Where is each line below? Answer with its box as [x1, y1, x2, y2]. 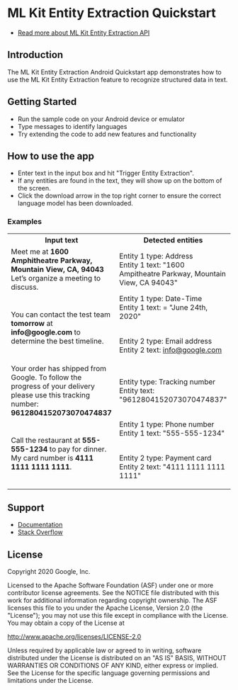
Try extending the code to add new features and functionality [17, 130, 197, 138]
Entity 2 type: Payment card [119, 453, 212, 463]
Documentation [17, 521, 63, 529]
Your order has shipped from [11, 363, 107, 373]
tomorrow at [11, 318, 53, 328]
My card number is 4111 [11, 453, 94, 463]
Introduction [7, 49, 64, 61]
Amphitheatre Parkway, [11, 255, 93, 265]
